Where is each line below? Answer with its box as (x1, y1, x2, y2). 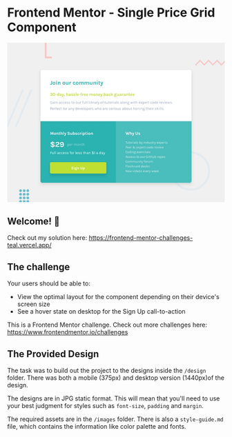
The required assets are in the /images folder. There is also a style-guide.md (7, 415, 224, 423)
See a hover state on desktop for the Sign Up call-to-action (17, 307, 186, 316)
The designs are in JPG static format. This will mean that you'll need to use (7, 394, 220, 403)
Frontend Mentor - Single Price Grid (7, 5, 215, 21)
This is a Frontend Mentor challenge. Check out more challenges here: (7, 321, 208, 329)
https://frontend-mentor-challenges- (88, 234, 193, 242)
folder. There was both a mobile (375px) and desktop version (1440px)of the (7, 374, 224, 382)
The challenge (7, 261, 70, 273)
